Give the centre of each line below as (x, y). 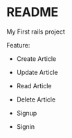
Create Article (36, 58)
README (33, 12)
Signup (27, 113)
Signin (26, 126)
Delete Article (36, 99)
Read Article (34, 85)
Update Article (37, 72)
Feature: (18, 45)
